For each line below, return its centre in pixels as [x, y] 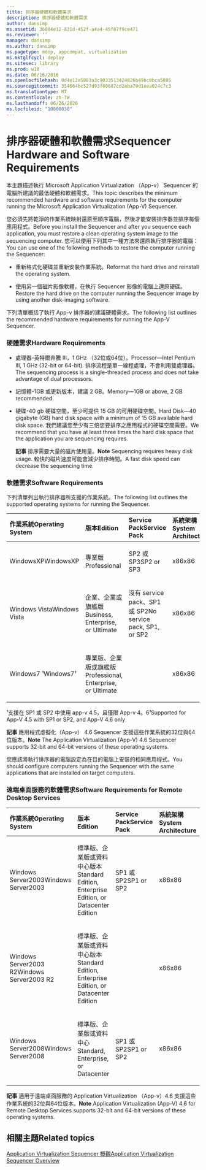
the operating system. [43, 274]
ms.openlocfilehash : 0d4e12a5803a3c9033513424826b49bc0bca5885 [89, 80]
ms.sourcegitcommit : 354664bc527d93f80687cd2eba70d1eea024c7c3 [89, 86]
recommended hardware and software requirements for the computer [94, 200]
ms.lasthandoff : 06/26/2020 [42, 103]
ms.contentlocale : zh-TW [38, 97]
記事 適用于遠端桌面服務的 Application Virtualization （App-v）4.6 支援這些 [101, 1096]
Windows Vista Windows [44, 610]
